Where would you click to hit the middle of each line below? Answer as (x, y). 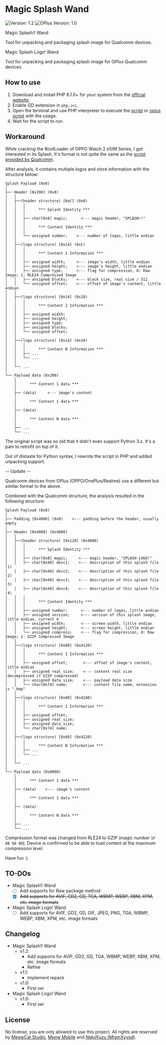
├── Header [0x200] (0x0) (32, 192)
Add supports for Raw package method (60, 891)
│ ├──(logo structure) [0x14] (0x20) (46, 297)
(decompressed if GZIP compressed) (42, 676)
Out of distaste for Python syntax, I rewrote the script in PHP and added (79, 456)
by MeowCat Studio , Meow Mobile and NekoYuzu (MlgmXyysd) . (71, 1037)
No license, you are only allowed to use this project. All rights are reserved (81, 1032)
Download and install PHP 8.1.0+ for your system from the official (79, 94)
